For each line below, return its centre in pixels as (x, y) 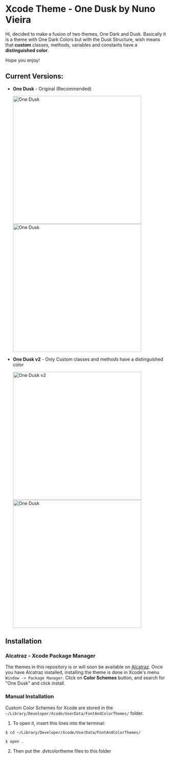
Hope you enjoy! (23, 60)
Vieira (18, 20)
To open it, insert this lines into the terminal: (59, 723)
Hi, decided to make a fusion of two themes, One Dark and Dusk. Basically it (86, 34)
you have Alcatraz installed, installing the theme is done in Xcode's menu (82, 672)
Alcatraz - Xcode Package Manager (50, 656)
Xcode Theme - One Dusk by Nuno (80, 9)
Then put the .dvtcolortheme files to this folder (62, 751)
